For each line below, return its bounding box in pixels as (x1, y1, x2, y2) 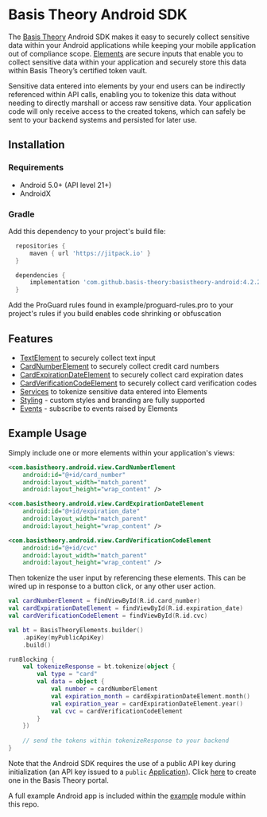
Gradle (8, 209, 35, 220)
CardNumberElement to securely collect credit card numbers (19, 361, 220, 371)
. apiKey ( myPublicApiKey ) (22, 633, 105, 642)
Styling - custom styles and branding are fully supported (19, 395, 205, 405)
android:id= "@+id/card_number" (22, 471, 126, 479)
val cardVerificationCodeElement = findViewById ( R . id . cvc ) (8, 612, 208, 620)
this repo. (8, 799, 40, 809)
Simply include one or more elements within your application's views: (8, 448, 235, 457)
